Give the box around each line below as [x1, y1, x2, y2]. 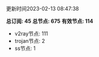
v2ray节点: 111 [14, 30, 49, 37]
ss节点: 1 [14, 45, 36, 52]
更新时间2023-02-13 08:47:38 [6, 5, 79, 12]
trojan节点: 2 [14, 38, 45, 44]
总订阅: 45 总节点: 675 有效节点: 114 [6, 18, 94, 25]
